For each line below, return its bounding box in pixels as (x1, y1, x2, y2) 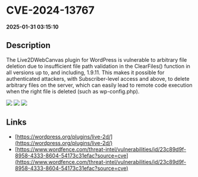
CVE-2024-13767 (6, 4, 95, 17)
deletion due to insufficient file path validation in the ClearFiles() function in (6, 62, 190, 69)
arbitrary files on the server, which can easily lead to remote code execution (6, 81, 193, 88)
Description (6, 40, 51, 50)
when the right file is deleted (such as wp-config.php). (6, 87, 140, 95)
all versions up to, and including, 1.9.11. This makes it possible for (6, 69, 165, 76)
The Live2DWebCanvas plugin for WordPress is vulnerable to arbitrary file (6, 56, 187, 63)
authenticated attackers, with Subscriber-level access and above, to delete (6, 75, 190, 82)
